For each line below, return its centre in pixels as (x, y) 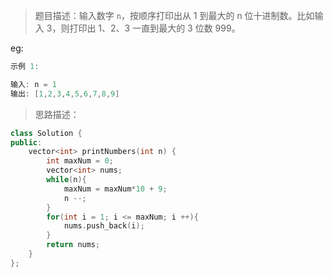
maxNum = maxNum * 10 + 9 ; (115, 189)
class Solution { (46, 133)
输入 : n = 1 (33, 84)
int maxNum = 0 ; (80, 161)
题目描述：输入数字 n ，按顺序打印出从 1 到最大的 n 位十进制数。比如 (174, 15)
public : (26, 142)
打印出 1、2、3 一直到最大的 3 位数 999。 (155, 28)
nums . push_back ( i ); (104, 226)
